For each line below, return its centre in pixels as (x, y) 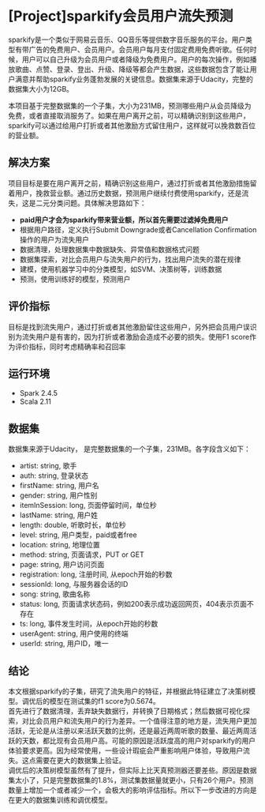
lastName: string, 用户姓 (59, 515)
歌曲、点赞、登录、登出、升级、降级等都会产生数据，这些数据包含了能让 (132, 69)
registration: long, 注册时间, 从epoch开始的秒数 (96, 574)
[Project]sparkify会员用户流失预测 (121, 16)
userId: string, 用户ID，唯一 (64, 644)
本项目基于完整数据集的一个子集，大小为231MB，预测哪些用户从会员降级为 (130, 105)
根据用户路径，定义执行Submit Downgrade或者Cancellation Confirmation (138, 229)
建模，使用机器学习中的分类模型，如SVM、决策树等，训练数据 (121, 269)
